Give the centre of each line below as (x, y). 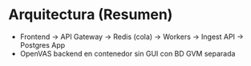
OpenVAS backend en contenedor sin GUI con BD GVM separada (128, 53)
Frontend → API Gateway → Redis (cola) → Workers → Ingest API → (132, 37)
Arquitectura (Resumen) (91, 15)
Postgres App (43, 45)
